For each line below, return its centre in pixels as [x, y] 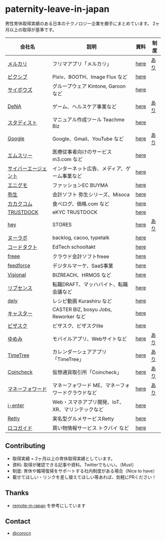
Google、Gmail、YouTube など [88, 139]
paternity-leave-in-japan [57, 9]
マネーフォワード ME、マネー [86, 385]
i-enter [16, 405]
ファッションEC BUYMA [80, 185]
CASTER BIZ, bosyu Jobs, [82, 309]
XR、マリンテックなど [78, 409]
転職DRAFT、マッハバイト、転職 [90, 284]
